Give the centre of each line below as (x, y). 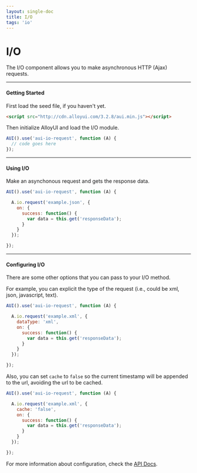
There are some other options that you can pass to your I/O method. (89, 278)
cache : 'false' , (37, 409)
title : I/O (19, 17)
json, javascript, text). (32, 295)
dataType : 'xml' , (38, 322)
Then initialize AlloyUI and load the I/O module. (62, 128)
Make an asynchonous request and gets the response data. (78, 181)
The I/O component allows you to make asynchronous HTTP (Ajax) (87, 67)
